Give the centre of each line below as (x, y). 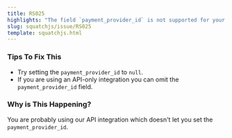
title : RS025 (26, 13)
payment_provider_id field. (55, 86)
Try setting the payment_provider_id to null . (80, 72)
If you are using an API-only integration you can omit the (98, 79)
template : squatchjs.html (44, 33)
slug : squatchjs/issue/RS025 (49, 26)
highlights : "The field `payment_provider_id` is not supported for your (116, 20)
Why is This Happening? (49, 104)
